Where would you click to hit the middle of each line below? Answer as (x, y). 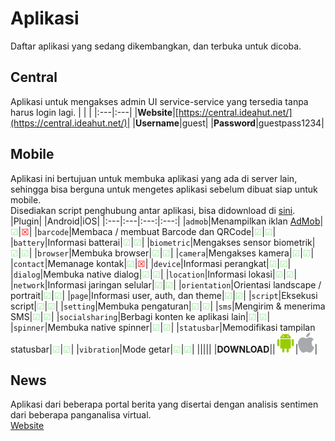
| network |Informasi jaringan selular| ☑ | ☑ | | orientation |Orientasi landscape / (166, 284)
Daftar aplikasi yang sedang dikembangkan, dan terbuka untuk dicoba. (156, 46)
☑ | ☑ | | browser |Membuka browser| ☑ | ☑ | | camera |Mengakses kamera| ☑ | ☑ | (162, 253)
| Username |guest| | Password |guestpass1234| (228, 123)
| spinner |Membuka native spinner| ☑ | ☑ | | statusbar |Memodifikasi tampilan (163, 327)
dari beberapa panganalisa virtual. (81, 415)
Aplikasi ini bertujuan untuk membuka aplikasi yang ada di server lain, (154, 178)
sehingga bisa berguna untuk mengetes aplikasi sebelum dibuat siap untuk (164, 189)
